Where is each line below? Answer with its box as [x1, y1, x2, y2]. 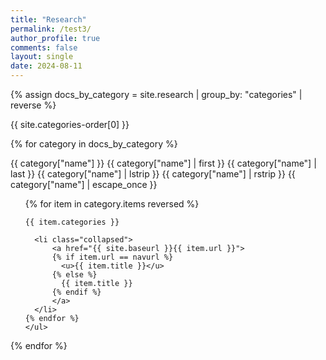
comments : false [10, 42, 78, 53]
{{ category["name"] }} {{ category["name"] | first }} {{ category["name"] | [10, 157, 317, 169]
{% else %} [51, 270, 98, 280]
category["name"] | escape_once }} [10, 179, 158, 190]
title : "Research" [10, 14, 87, 25]
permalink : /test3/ [10, 24, 92, 34]
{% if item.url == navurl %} [51, 252, 174, 262]
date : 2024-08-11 [10, 61, 83, 71]
